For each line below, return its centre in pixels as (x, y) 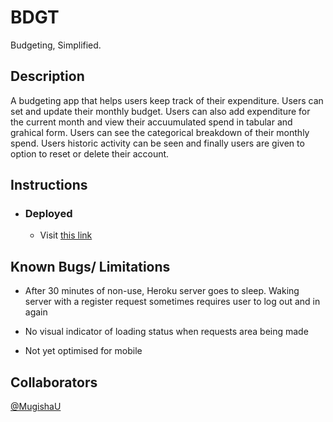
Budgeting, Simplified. (56, 45)
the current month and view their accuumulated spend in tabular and (151, 122)
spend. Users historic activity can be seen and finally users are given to (157, 143)
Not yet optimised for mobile (83, 351)
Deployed (48, 214)
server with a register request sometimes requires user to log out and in (172, 302)
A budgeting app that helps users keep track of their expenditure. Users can (167, 100)
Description (47, 76)
